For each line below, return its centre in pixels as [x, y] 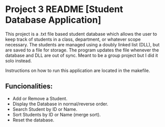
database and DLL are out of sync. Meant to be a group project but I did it [81, 55]
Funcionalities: [29, 86]
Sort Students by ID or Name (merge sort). [57, 114]
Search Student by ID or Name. [45, 109]
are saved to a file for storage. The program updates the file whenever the [82, 50]
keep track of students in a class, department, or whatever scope [73, 39]
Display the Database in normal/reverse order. [60, 104]
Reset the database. [33, 120]
